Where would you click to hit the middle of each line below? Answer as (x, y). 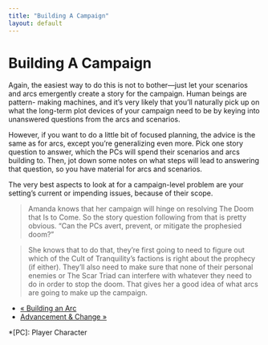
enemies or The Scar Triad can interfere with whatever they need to (140, 276)
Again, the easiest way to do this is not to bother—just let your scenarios (128, 85)
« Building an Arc (48, 308)
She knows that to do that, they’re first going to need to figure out (136, 250)
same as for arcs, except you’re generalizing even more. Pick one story (126, 144)
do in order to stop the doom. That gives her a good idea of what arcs (143, 284)
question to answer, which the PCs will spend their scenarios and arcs (124, 152)
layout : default (35, 23)
